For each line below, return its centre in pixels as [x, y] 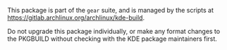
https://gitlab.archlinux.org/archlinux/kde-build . [76, 18]
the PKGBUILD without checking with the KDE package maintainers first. [112, 39]
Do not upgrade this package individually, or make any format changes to [114, 31]
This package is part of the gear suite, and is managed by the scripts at [110, 10]
